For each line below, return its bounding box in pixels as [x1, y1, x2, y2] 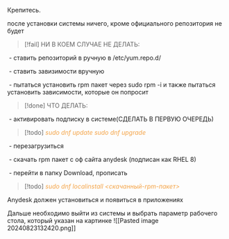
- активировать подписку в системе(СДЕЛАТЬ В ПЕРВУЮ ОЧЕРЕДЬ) [8, 115, 214, 123]
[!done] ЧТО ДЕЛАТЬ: [24, 101, 88, 110]
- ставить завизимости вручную [8, 67, 105, 75]
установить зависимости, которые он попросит [7, 88, 149, 96]
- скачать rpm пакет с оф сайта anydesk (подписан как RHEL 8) [8, 156, 196, 163]
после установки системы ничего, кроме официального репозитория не [7, 19, 222, 27]
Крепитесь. [7, 6, 41, 14]
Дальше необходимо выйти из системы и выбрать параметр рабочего [7, 209, 218, 217]
